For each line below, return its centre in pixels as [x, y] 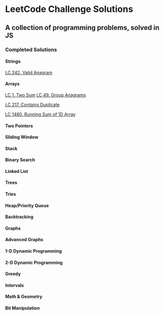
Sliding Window [22, 137]
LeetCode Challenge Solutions [69, 9]
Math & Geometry [24, 297]
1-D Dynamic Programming [34, 251]
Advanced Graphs [24, 240]
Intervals [14, 285]
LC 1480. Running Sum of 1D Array [41, 114]
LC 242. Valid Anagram [29, 72]
